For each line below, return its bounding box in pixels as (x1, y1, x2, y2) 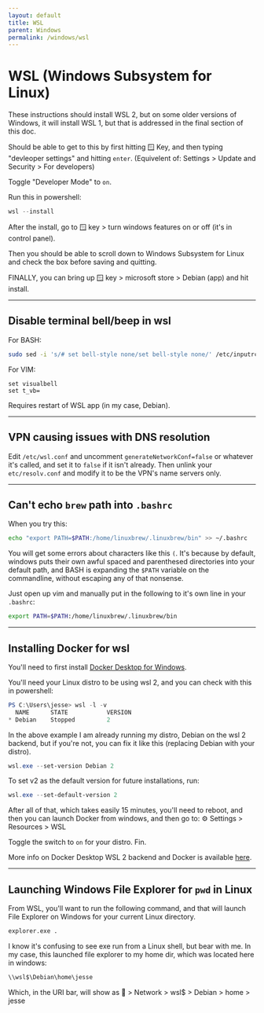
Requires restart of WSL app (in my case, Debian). (8, 400, 170, 409)
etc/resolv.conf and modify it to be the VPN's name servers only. (8, 468, 222, 478)
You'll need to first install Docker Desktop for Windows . (8, 662, 187, 672)
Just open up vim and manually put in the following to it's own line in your (8, 589, 246, 598)
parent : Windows (8, 26, 61, 34)
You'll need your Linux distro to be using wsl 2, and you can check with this (8, 677, 252, 687)
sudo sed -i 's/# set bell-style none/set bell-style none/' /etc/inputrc (8, 351, 258, 358)
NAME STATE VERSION (15, 708, 132, 716)
